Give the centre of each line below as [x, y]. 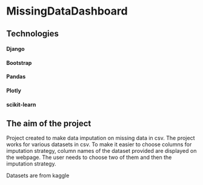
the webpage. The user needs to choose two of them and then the [89, 157]
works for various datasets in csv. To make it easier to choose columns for [99, 144]
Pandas [16, 76]
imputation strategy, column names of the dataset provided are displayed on [101, 151]
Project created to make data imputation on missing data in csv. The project [101, 138]
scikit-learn [21, 104]
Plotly [14, 90]
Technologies [33, 34]
